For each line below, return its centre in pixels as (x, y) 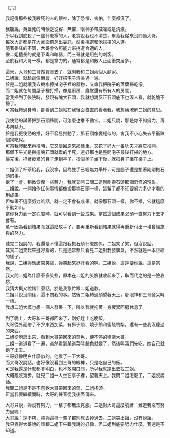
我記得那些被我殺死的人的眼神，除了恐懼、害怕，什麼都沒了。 (70, 18)
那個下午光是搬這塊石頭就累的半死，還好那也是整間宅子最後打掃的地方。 (80, 152)
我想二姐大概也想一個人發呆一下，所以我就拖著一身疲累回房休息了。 (76, 307)
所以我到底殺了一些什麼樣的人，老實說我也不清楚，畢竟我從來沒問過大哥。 (83, 35)
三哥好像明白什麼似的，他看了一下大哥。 (47, 356)
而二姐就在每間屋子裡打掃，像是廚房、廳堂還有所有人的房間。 (70, 91)
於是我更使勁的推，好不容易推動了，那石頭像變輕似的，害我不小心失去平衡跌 (85, 133)
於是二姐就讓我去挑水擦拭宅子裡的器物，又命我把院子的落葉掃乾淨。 (76, 84)
